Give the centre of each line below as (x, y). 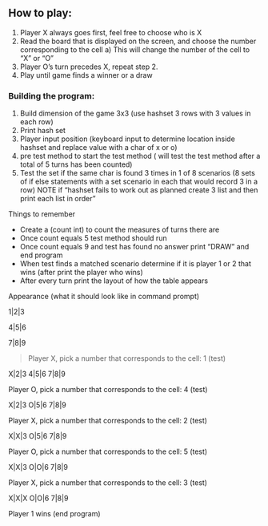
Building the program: (52, 95)
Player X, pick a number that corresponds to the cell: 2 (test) (108, 421)
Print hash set (43, 131)
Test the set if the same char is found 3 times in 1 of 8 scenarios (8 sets (138, 173)
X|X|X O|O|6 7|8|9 (38, 498)
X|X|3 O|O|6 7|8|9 (38, 467)
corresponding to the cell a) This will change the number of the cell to (135, 49)
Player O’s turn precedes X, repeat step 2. (89, 67)
